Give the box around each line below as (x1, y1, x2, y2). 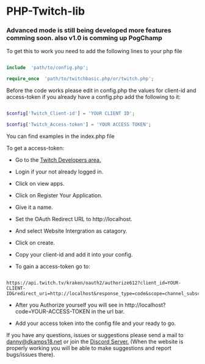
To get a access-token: (6, 144, 65, 151)
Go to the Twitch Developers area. (15, 156, 101, 163)
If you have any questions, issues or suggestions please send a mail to (6, 331, 184, 338)
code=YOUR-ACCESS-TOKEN (15, 307, 90, 315)
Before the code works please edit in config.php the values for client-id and (6, 87, 196, 94)
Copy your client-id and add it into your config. (15, 250, 133, 258)
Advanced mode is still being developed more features (6, 26, 172, 35)
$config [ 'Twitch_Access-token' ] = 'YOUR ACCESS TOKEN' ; (6, 122, 151, 128)
